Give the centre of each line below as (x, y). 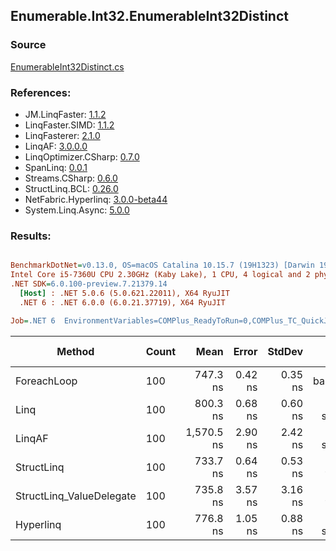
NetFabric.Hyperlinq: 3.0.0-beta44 (96, 199)
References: (41, 92)
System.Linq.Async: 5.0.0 (77, 210)
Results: (31, 236)
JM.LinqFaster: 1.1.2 (65, 114)
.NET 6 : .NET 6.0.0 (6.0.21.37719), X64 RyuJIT (122, 302)
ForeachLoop (46, 381)
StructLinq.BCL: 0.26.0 (71, 188)
